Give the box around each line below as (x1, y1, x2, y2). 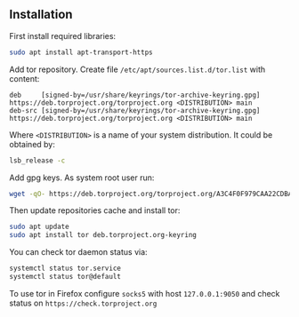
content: (9, 73, 40, 83)
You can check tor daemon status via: (9, 247, 149, 258)
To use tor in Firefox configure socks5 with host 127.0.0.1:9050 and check (9, 288, 280, 298)
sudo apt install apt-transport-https (9, 48, 153, 57)
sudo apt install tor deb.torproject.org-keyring (9, 231, 198, 240)
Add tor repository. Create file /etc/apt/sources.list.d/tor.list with (9, 64, 266, 75)
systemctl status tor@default (9, 273, 122, 281)
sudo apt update (9, 222, 69, 232)
